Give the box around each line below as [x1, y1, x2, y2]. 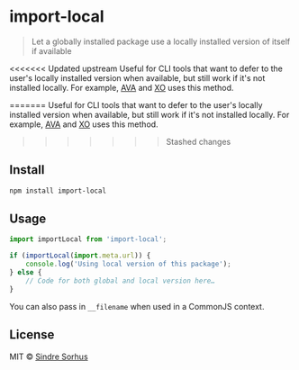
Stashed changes [166, 136, 231, 147]
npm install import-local [9, 186, 106, 195]
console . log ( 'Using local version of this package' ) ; [25, 259, 231, 269]
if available [31, 45, 72, 56]
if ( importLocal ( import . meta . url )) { [9, 251, 151, 260]
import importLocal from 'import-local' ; [9, 235, 168, 244]
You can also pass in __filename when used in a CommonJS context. [9, 301, 265, 311]
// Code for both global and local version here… [25, 276, 216, 285]
